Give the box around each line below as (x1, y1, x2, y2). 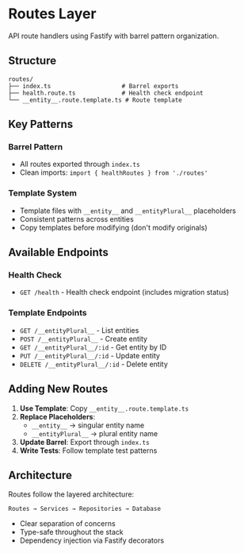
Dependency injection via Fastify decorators (19, 536, 165, 545)
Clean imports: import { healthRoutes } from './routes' (19, 168, 208, 177)
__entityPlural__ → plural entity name (31, 428, 158, 438)
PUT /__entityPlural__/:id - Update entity (19, 350, 161, 360)
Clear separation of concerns (19, 519, 116, 528)
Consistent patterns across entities (19, 214, 135, 223)
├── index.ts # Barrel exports (8, 82, 179, 90)
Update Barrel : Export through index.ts (19, 437, 150, 447)
